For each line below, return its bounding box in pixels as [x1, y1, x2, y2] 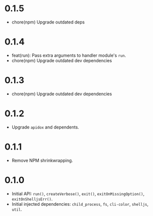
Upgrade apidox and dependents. [11, 124, 79, 130]
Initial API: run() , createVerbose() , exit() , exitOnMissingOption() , [11, 191, 145, 196]
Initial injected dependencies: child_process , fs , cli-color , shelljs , [11, 201, 149, 207]
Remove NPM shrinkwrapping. [11, 157, 73, 163]
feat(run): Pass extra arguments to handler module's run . [11, 52, 126, 58]
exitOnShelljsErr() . [11, 196, 53, 202]
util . [11, 206, 22, 212]
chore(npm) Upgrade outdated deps [11, 19, 85, 25]
